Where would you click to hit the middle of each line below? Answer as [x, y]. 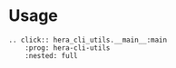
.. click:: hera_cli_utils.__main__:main [88, 40]
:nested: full [51, 55]
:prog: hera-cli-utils [68, 48]
